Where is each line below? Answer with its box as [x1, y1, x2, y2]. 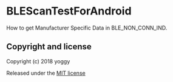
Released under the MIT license [6, 69, 86, 77]
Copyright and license [6, 42, 92, 52]
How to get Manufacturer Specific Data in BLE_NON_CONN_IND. [6, 24, 168, 31]
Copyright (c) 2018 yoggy [6, 57, 70, 65]
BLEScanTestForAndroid [6, 4, 132, 18]
